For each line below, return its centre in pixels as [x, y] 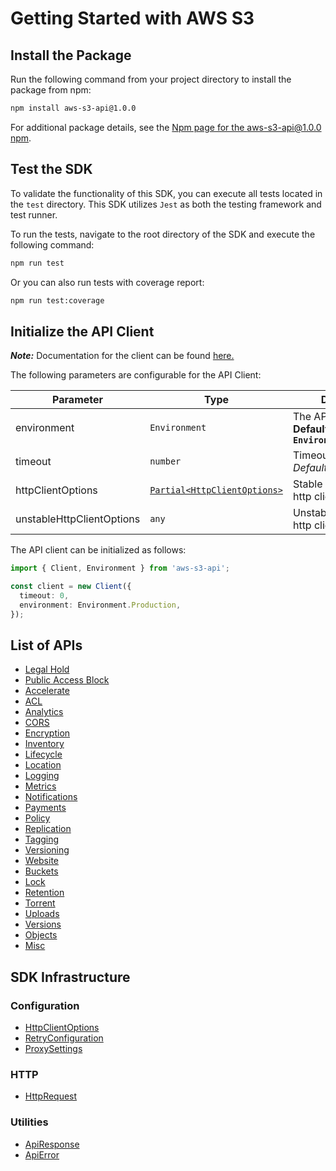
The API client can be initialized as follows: [98, 550]
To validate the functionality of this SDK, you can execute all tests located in [166, 193]
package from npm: [51, 90]
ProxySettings [53, 1049]
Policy [37, 818]
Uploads [42, 914]
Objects [41, 935]
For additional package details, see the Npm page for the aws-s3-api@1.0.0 [166, 127]
